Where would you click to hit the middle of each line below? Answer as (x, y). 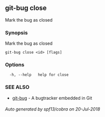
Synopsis (16, 32)
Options (15, 65)
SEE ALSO (17, 87)
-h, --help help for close (39, 75)
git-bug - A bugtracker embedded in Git (52, 98)
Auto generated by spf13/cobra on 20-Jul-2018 (52, 109)
